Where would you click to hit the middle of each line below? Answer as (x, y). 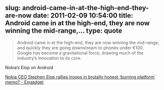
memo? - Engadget (24, 82)
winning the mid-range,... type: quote (64, 31)
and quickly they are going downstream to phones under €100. (80, 48)
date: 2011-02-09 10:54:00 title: (83, 16)
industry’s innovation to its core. (49, 58)
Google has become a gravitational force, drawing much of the (80, 53)
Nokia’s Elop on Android (29, 67)
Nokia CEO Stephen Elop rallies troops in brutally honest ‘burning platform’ (80, 77)
